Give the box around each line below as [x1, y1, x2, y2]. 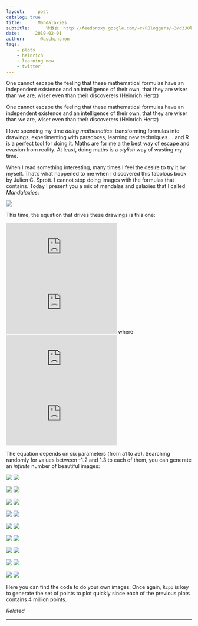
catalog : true [6, 14, 41, 20]
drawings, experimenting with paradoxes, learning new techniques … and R [6, 134, 189, 141]
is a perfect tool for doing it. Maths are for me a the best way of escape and [6, 140, 190, 147]
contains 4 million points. [6, 596, 67, 603]
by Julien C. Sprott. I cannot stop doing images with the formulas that [6, 176, 175, 183]
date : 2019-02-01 [6, 31, 62, 37]
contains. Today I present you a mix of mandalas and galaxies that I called [6, 183, 186, 190]
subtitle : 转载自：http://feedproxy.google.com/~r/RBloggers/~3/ [6, 25, 180, 31]
